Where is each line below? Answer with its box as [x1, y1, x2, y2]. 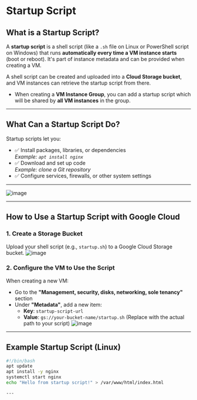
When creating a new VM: [6, 277, 69, 284]
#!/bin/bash [6, 358, 35, 364]
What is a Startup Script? [6, 28, 100, 38]
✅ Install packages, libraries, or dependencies [14, 146, 126, 153]
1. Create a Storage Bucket [6, 230, 83, 238]
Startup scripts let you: [6, 135, 62, 142]
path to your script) [23, 320, 70, 327]
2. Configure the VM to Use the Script [6, 264, 116, 272]
